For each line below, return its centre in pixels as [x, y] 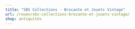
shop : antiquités [24, 19]
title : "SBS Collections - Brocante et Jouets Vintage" [65, 10]
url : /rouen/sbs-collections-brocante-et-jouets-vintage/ [67, 14]
